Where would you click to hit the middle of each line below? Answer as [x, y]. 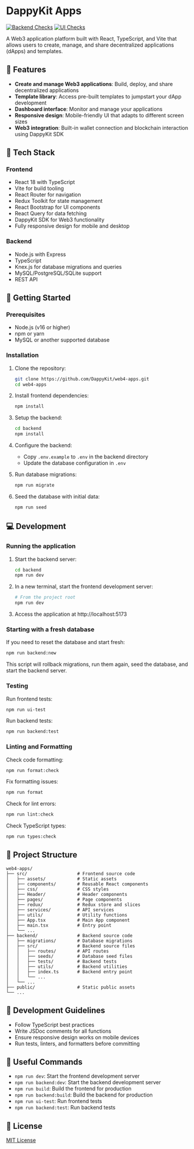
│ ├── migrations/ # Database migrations [69, 941]
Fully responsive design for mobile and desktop [72, 226]
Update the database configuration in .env [75, 463]
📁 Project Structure [42, 855]
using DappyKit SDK [39, 134]
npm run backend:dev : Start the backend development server [88, 1082]
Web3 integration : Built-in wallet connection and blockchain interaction [101, 127]
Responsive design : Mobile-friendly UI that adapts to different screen [99, 115]
